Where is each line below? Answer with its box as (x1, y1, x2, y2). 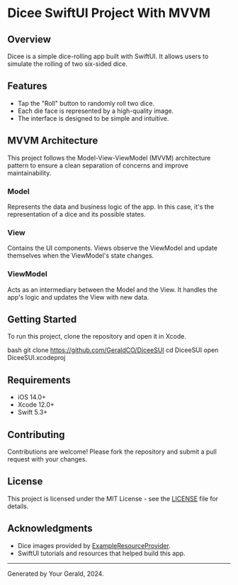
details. (7, 502, 29, 510)
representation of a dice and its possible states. (7, 209, 147, 218)
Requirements (7, 374, 71, 386)
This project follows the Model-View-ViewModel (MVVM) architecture (7, 153, 211, 162)
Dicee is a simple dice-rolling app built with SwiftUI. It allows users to (7, 52, 209, 60)
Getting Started (7, 313, 77, 325)
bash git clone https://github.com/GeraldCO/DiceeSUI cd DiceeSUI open (7, 346, 219, 354)
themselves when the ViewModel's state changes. (7, 251, 154, 260)
